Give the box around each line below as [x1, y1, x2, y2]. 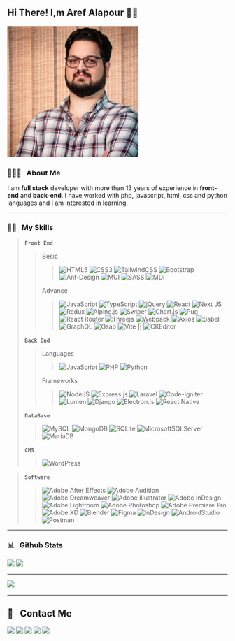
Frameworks [41, 377, 78, 385]
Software [24, 474, 50, 481]
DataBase [24, 412, 50, 419]
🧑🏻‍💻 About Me [7, 168, 61, 178]
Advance [41, 287, 68, 295]
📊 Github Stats [7, 540, 63, 550]
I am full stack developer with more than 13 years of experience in [7, 184, 199, 192]
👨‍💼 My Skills [7, 223, 54, 233]
